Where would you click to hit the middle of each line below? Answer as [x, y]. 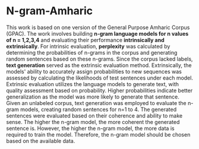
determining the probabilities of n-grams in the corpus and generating [92, 52]
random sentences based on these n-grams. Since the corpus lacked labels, [99, 59]
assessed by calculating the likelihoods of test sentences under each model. [99, 78]
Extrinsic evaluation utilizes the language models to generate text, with [93, 84]
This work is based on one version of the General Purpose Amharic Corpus [98, 27]
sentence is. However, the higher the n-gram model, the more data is [90, 128]
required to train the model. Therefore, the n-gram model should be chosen [98, 134]
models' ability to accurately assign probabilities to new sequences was [94, 71]
